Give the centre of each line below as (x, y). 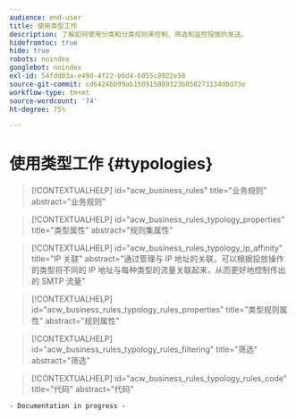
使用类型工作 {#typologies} (111, 164)
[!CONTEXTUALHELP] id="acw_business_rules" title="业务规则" (149, 191)
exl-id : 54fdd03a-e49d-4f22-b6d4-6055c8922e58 (97, 76)
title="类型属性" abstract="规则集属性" (102, 230)
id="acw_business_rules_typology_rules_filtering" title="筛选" (144, 349)
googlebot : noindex (46, 68)
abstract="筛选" (61, 361)
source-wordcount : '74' (54, 101)
